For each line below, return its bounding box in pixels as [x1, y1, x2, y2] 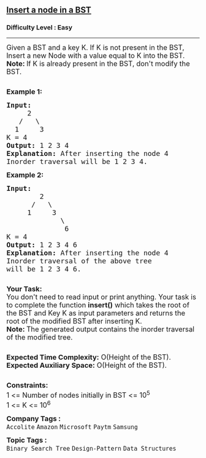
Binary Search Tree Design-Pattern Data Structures [6, 444, 177, 452]
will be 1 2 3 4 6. [6, 264, 82, 273]
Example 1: [6, 87, 43, 96]
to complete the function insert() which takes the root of [6, 300, 190, 309]
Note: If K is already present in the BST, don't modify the [6, 59, 190, 68]
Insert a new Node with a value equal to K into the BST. [6, 51, 185, 60]
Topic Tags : [6, 435, 47, 444]
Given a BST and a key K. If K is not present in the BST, [6, 43, 185, 52]
